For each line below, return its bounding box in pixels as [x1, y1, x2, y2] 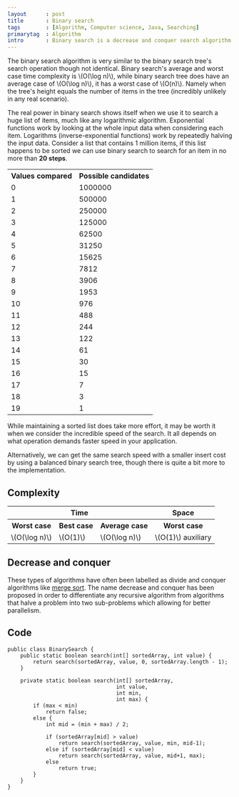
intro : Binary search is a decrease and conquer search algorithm [7, 37, 232, 44]
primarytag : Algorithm [7, 30, 81, 38]
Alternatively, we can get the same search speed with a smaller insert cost [7, 451, 226, 460]
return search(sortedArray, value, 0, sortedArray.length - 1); [33, 658, 228, 665]
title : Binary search [7, 17, 94, 24]
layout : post [7, 10, 66, 18]
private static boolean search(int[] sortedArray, [20, 677, 174, 684]
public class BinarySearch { [7, 645, 94, 653]
